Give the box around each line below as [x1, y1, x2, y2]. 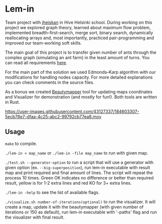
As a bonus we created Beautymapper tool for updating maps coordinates [5, 89, 153, 95]
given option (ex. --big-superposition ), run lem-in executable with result [5, 164, 150, 170]
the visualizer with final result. [5, 214, 65, 220]
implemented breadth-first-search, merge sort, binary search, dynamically [5, 30, 153, 35]
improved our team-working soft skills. [5, 40, 82, 46]
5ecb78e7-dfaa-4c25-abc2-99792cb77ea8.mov [5, 113, 102, 119]
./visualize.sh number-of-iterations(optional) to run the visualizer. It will [5, 199, 156, 205]
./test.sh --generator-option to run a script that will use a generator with [5, 159, 154, 165]
